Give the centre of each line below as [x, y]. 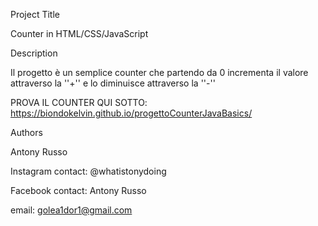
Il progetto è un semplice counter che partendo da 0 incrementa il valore [159, 72]
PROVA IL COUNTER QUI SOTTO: [79, 102]
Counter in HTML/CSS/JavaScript [79, 33]
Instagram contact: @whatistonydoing [88, 171]
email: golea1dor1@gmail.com [71, 210]
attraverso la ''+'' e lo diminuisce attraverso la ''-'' [113, 83]
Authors [26, 132]
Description [34, 53]
